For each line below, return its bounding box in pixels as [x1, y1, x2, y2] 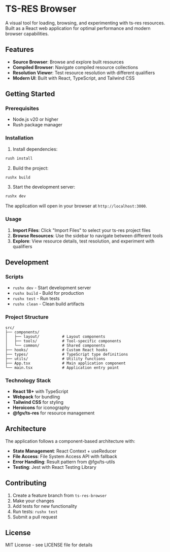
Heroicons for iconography [12, 404, 70, 410]
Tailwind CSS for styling [12, 399, 64, 405]
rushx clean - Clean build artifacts [12, 301, 85, 307]
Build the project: [12, 165, 49, 171]
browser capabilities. [5, 30, 49, 37]
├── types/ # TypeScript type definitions [5, 352, 128, 357]
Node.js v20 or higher [12, 116, 58, 122]
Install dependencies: [12, 146, 58, 152]
